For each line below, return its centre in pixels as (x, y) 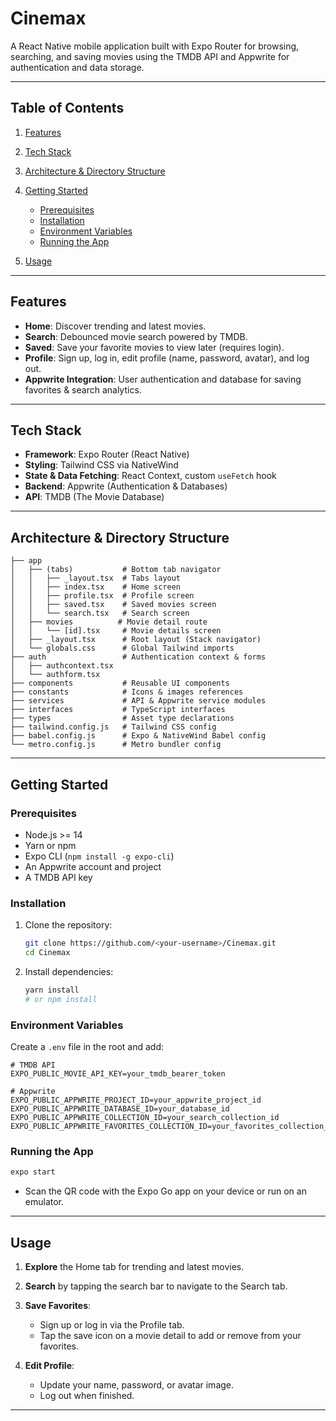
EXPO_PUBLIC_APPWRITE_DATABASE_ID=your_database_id (120, 1108)
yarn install (52, 990)
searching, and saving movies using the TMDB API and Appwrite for (150, 56)
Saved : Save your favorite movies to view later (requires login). (154, 347)
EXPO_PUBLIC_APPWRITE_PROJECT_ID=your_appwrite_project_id (136, 1100)
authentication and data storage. (77, 67)
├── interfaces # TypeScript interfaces (118, 710)
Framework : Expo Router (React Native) (107, 454)
